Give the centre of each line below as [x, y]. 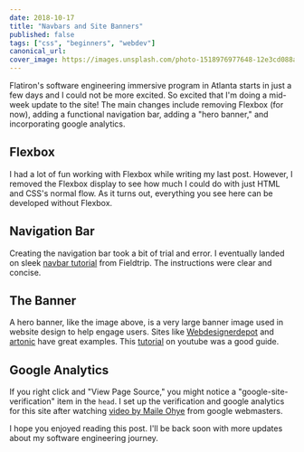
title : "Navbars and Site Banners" [76, 26]
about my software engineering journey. [84, 438]
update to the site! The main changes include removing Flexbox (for [157, 104]
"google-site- [263, 392]
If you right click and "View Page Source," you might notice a [123, 392]
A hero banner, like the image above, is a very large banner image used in [146, 323]
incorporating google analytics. [67, 124]
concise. [25, 272]
